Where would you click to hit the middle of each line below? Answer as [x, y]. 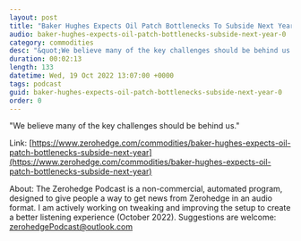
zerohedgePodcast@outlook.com [71, 227]
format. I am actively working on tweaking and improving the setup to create [150, 208]
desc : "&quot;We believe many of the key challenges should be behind [144, 51]
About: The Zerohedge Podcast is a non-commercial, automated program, [146, 189]
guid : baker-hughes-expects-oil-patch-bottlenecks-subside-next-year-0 [146, 92]
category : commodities [52, 42]
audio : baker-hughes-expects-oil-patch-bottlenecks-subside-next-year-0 [148, 34]
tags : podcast [36, 84]
